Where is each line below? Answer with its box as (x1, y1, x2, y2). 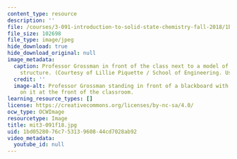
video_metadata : (7, 134, 55, 141)
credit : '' (13, 75, 46, 83)
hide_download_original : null (7, 50, 97, 57)
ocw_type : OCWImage (7, 108, 65, 115)
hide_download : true (7, 43, 68, 50)
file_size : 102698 (7, 30, 61, 37)
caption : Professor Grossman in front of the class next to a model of (13, 63, 229, 70)
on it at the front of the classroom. (20, 89, 134, 96)
